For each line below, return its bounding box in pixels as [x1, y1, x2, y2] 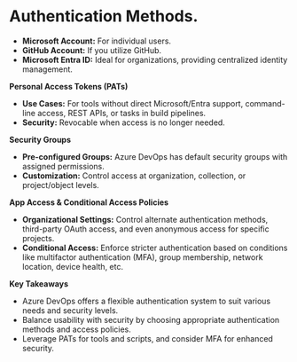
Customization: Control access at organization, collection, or [21, 170, 246, 181]
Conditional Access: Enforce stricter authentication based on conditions [21, 242, 288, 253]
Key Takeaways [9, 278, 69, 289]
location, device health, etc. [21, 261, 124, 271]
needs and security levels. [21, 304, 119, 316]
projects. [21, 232, 55, 243]
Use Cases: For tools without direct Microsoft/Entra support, [21, 98, 244, 108]
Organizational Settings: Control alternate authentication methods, [21, 214, 269, 224]
